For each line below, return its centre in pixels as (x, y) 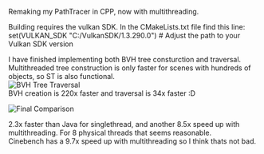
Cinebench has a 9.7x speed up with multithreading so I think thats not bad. (132, 141)
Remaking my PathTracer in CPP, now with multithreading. (104, 12)
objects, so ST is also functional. (62, 76)
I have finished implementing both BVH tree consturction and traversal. (125, 59)
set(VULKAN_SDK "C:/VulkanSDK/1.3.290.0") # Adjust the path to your (124, 36)
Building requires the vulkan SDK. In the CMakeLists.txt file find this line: (127, 27)
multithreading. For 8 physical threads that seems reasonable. (110, 132)
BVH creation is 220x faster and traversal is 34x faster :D (102, 93)
